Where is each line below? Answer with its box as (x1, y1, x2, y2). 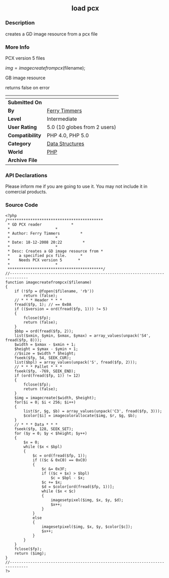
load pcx (71, 4, 99, 13)
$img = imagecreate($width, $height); (14, 395, 96, 400)
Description (5, 19, 35, 26)
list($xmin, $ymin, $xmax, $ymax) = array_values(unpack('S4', (14, 333, 151, 338)
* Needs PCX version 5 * (7, 258, 81, 263)
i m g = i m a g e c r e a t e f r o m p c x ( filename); (5, 65, 85, 71)
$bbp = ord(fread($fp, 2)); (14, 329, 74, 334)
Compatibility (8, 132, 42, 139)
